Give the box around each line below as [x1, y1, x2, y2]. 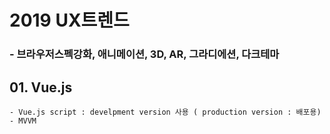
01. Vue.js [9, 79, 73, 96]
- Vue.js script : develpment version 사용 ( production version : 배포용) [9, 107, 322, 117]
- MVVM [9, 116, 37, 126]
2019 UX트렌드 [9, 9, 130, 32]
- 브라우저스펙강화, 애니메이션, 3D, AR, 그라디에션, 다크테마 [9, 47, 280, 61]
